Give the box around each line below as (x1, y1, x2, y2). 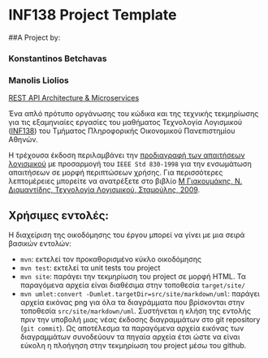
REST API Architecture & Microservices (8, 93, 140, 103)
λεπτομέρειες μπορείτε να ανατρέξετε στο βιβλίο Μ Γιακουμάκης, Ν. (8, 176, 243, 186)
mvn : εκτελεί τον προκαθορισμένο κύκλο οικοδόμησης (19, 254, 201, 264)
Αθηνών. (8, 135, 38, 144)
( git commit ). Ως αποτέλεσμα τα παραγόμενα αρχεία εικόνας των (19, 323, 244, 333)
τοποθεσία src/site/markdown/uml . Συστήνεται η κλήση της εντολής (19, 306, 252, 316)
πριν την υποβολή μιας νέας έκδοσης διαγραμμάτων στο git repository (19, 314, 261, 324)
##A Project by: (8, 32, 61, 42)
